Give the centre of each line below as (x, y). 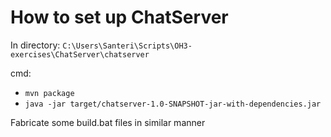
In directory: (35, 45)
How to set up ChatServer (119, 17)
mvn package (49, 93)
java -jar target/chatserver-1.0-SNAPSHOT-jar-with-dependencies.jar (173, 104)
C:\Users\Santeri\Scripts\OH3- (127, 46)
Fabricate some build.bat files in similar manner (108, 122)
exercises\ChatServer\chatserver (80, 54)
